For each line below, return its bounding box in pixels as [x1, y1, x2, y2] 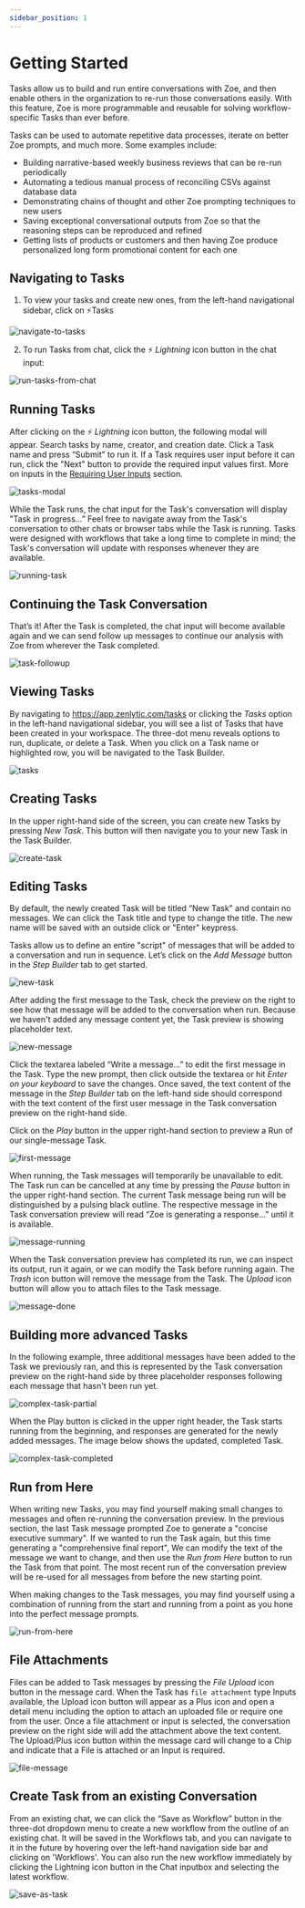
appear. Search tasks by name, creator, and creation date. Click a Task [9, 440, 275, 451]
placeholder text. [9, 1023, 73, 1035]
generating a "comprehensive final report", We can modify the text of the [9, 1542, 283, 1553]
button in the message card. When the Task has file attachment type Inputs [9, 1686, 297, 1697]
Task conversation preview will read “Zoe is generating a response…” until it [9, 1209, 294, 1220]
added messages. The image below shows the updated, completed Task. [9, 1436, 284, 1447]
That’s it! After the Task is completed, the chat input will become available [9, 621, 286, 631]
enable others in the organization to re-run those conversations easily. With [9, 92, 292, 103]
